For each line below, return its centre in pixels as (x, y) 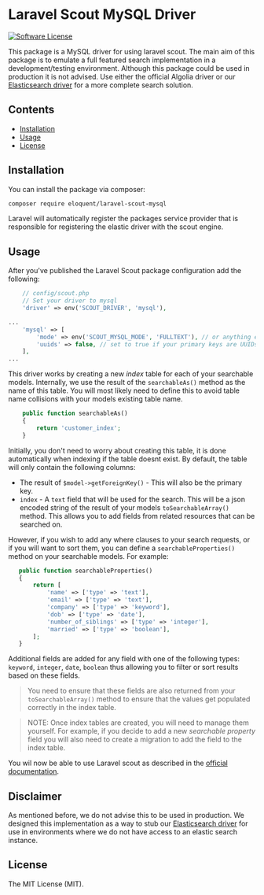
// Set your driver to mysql (70, 301)
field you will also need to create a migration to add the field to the (134, 740)
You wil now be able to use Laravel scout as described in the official (118, 763)
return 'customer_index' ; (79, 428)
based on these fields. (44, 675)
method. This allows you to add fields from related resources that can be (137, 516)
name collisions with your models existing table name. (95, 399)
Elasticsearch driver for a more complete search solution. (101, 85)
